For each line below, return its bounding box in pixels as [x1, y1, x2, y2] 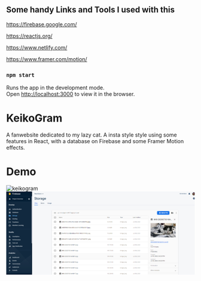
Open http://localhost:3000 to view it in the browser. [6, 90, 135, 98]
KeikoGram [6, 111, 63, 125]
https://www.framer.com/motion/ [6, 55, 88, 62]
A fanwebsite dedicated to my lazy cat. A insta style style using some [6, 131, 178, 138]
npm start [6, 71, 35, 78]
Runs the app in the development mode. [6, 84, 105, 92]
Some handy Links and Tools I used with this [6, 5, 175, 15]
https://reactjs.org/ [6, 32, 53, 40]
